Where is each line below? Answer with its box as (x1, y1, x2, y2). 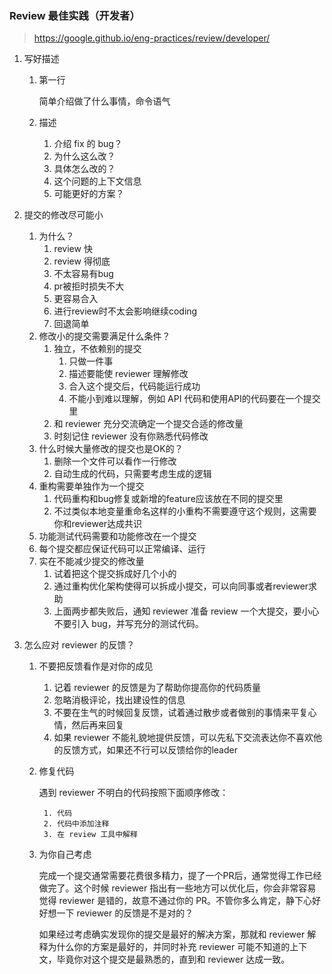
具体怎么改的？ (53, 163, 116, 175)
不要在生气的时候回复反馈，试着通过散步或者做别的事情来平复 (53, 707, 309, 719)
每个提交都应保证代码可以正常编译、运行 (38, 543, 206, 555)
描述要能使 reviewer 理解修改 (68, 368, 189, 380)
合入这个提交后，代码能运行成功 (68, 380, 201, 392)
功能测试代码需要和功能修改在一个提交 (38, 530, 197, 542)
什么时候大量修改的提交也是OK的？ (38, 443, 184, 455)
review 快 (53, 243, 93, 255)
